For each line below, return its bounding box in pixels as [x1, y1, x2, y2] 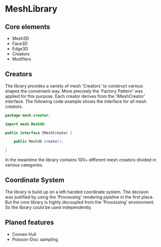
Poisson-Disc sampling [12, 236, 58, 242]
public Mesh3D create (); [14, 139, 64, 144]
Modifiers [12, 56, 31, 62]
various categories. [5, 162, 44, 168]
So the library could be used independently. [5, 204, 92, 210]
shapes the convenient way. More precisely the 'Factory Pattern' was [5, 88, 143, 94]
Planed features [5, 218, 54, 227]
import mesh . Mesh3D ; [5, 122, 47, 126]
